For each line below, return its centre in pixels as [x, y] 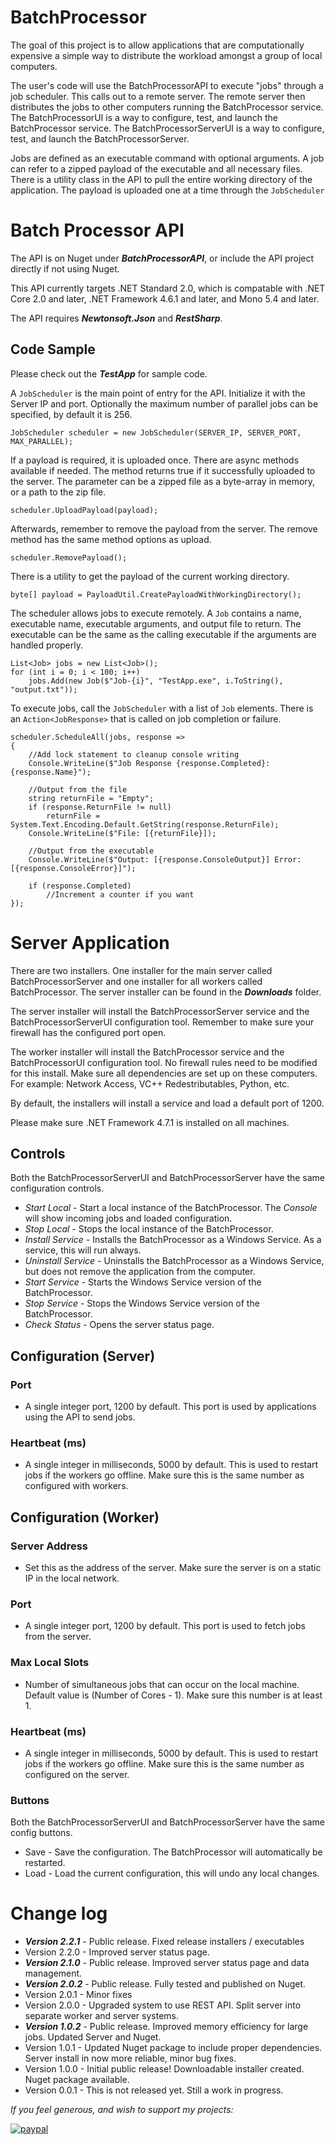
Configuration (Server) [83, 1356]
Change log [59, 1913]
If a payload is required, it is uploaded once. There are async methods [155, 460]
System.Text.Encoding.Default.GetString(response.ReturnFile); [145, 824]
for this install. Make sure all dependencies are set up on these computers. [164, 1073]
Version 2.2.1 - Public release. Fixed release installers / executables [164, 1942]
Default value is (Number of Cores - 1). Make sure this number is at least [173, 1695]
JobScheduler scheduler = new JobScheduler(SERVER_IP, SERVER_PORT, [156, 432]
